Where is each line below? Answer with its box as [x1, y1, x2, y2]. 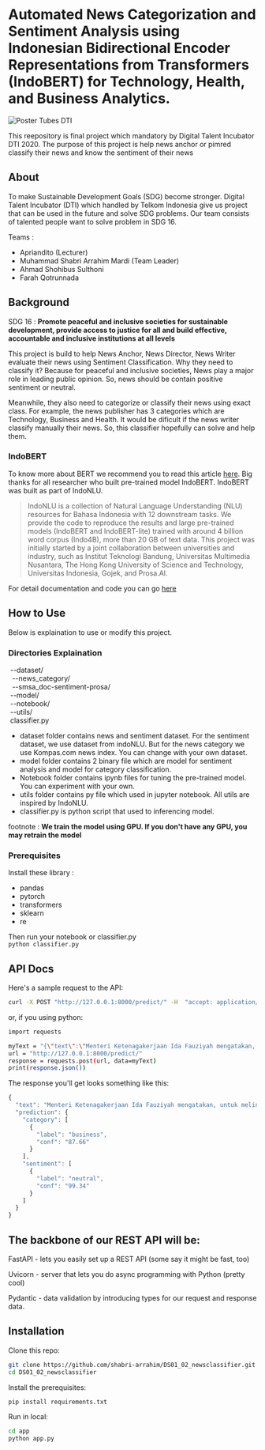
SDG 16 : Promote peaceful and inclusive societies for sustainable [8, 316, 229, 326]
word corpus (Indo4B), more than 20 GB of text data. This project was [27, 534, 255, 544]
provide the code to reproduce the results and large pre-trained [27, 518, 234, 527]
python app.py [8, 1435, 55, 1443]
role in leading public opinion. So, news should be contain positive [8, 374, 223, 383]
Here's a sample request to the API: [8, 983, 124, 993]
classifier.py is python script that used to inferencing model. [19, 806, 215, 816]
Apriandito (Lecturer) [19, 247, 88, 257]
